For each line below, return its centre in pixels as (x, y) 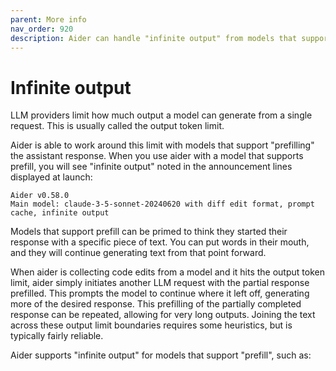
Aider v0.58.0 (40, 196)
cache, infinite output (60, 213)
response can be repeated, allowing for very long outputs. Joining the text (163, 315)
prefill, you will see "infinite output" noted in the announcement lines (151, 167)
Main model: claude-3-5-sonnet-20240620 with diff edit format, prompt (162, 204)
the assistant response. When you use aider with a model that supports (157, 156)
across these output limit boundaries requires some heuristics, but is (151, 325)
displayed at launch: (51, 177)
